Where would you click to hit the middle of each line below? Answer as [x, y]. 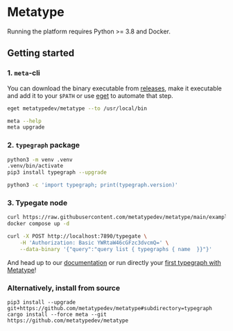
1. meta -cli [24, 73]
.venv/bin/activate [35, 166]
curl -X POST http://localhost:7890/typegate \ [77, 236]
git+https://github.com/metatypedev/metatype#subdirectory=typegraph [110, 309]
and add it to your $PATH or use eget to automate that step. [90, 95]
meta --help [24, 121]
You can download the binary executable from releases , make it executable [114, 88]
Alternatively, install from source [63, 288]
